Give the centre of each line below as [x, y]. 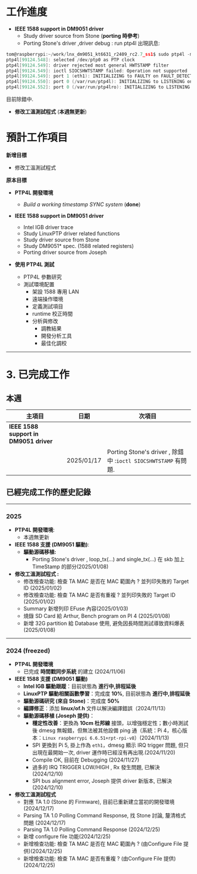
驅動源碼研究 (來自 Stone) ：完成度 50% [71, 701]
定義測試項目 [47, 306]
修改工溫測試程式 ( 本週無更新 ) [50, 112]
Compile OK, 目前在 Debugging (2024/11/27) [86, 760]
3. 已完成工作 [38, 375]
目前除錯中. [20, 99]
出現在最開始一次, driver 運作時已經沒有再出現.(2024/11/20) [104, 753]
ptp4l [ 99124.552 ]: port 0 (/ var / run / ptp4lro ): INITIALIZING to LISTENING [98, 87]
